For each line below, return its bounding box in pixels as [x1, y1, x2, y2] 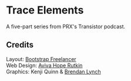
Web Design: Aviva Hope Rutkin [6, 62, 83, 69]
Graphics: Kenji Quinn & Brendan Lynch [6, 68, 101, 75]
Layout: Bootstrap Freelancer [6, 55, 76, 62]
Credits [6, 40, 34, 50]
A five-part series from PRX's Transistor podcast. [6, 23, 126, 30]
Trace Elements [6, 4, 84, 17]
